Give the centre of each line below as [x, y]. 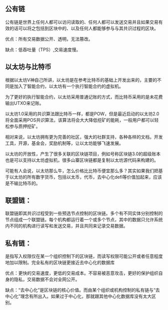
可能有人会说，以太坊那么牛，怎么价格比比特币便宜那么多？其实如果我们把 [82, 171]
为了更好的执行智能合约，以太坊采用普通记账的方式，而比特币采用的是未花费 [84, 97]
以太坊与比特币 [28, 67]
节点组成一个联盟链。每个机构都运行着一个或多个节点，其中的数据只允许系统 [84, 220]
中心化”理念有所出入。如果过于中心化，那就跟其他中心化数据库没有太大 [78, 296]
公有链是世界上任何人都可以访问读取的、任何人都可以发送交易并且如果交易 [82, 22]
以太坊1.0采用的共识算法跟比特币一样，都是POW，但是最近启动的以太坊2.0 [82, 114]
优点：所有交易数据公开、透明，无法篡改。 [49, 39]
